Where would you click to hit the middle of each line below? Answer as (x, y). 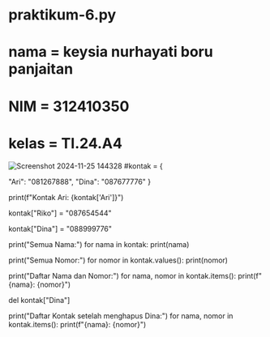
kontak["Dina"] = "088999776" (60, 228)
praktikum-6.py (62, 15)
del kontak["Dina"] (39, 300)
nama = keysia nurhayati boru (111, 52)
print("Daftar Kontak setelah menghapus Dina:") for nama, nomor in (121, 316)
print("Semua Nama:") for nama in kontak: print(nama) (99, 244)
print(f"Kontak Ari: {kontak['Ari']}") (66, 197)
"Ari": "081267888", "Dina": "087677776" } (80, 181)
